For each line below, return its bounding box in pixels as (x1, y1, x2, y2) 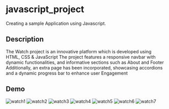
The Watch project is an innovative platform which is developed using (6, 48, 152, 54)
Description (6, 35, 44, 44)
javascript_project (6, 4, 84, 15)
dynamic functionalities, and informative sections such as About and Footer (6, 59, 164, 65)
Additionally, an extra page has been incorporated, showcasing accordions (6, 64, 163, 70)
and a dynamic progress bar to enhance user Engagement (6, 70, 128, 76)
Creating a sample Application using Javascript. (6, 20, 106, 26)
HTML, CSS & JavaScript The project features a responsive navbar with (6, 54, 156, 60)
